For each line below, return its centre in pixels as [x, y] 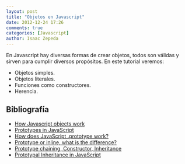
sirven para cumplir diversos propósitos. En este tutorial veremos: [85, 61]
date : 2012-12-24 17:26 [35, 22]
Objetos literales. [35, 79]
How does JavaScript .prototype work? [62, 136]
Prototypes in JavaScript [44, 130]
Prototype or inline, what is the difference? [65, 142]
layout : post [22, 11]
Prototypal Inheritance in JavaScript [57, 155]
